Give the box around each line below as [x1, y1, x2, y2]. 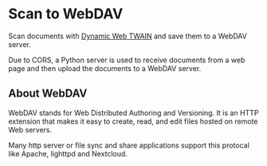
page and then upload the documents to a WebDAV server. [8, 63, 202, 73]
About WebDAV [8, 87, 88, 101]
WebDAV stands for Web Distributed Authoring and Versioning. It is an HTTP [8, 108, 259, 117]
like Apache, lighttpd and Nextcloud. [8, 148, 128, 158]
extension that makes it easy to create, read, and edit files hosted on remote [8, 117, 258, 126]
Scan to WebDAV [8, 5, 124, 23]
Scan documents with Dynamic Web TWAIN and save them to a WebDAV [8, 31, 247, 41]
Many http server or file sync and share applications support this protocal [8, 140, 249, 150]
